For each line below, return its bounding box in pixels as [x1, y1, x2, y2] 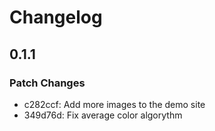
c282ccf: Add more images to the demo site [23, 98, 206, 110]
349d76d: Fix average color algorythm [23, 109, 183, 121]
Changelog [9, 6, 103, 29]
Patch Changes [9, 76, 86, 90]
